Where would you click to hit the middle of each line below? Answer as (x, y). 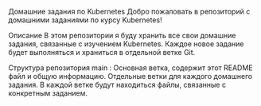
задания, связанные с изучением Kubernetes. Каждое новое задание (126, 44)
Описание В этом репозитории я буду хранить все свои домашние (122, 35)
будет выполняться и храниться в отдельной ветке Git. (102, 52)
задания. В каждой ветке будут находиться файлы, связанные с (117, 84)
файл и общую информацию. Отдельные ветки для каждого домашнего (130, 76)
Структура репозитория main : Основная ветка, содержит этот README (130, 68)
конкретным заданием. (48, 93)
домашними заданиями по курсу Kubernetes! (85, 20)
